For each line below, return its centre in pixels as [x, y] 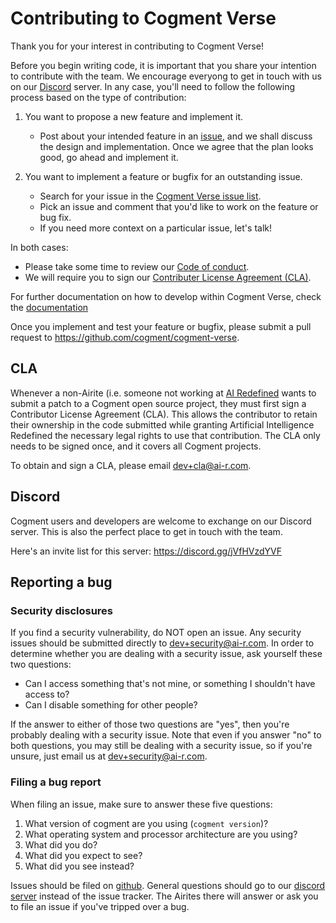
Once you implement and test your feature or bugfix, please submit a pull [161, 326]
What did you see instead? [79, 866]
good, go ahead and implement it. [109, 157]
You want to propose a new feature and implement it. [134, 116]
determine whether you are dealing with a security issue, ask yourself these [166, 654]
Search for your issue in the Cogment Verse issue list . [150, 196]
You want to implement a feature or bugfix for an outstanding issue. [163, 176]
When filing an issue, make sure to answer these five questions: [141, 804]
